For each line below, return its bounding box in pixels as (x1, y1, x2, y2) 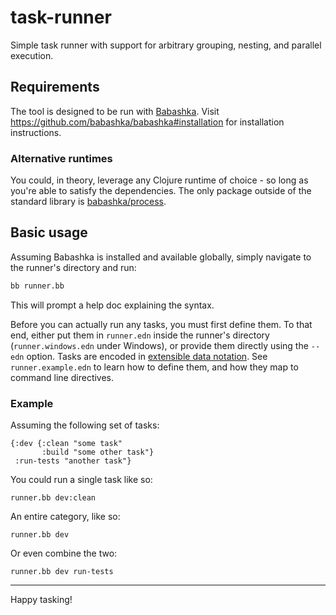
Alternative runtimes (10, 151, 113, 165)
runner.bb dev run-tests (10, 567, 114, 577)
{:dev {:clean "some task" (10, 439, 123, 449)
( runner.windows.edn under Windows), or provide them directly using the (10, 339, 309, 351)
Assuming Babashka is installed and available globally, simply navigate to (10, 251, 312, 263)
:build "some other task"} (41, 447, 155, 458)
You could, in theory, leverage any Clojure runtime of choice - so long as (10, 174, 309, 186)
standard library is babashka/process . (10, 196, 167, 208)
